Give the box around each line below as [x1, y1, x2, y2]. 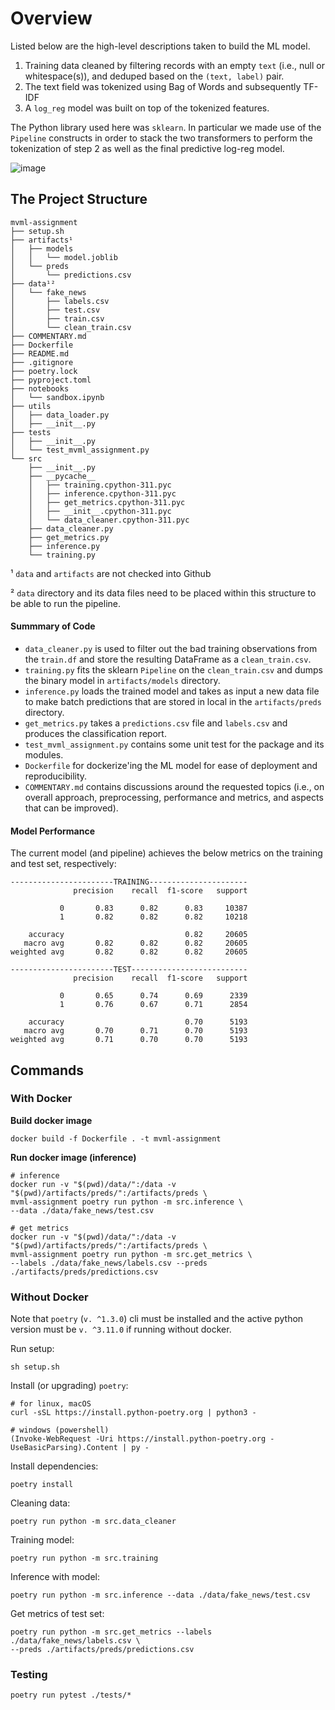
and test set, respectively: [10, 858, 117, 870]
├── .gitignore [10, 357, 74, 367]
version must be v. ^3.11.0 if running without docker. [10, 1323, 232, 1336]
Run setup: [10, 1343, 55, 1355]
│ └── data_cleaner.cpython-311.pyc [28, 515, 190, 525]
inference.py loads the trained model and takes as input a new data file [24, 685, 320, 697]
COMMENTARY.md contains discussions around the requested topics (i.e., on [24, 780, 325, 792]
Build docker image [10, 1114, 93, 1126]
